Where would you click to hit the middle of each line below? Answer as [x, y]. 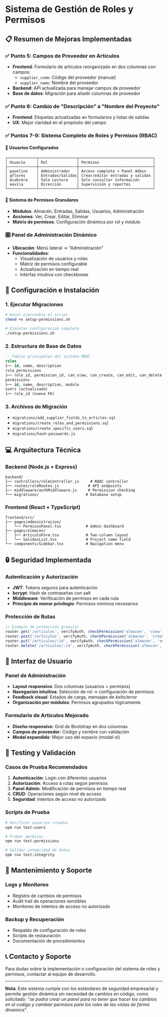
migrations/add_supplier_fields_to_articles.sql [64, 418]
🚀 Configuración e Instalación [52, 290]
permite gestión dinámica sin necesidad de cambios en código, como [77, 993]
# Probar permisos [24, 836]
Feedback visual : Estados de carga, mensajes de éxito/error [75, 697]
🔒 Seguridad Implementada [48, 560]
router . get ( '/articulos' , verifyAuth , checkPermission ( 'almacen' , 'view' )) [86, 632]
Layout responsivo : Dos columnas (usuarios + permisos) [71, 687]
